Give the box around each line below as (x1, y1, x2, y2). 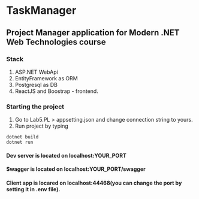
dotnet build (6, 134, 39, 140)
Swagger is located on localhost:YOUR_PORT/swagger (6, 165, 146, 173)
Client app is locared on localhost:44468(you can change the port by (6, 179, 182, 186)
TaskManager (6, 4, 77, 17)
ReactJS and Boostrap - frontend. (14, 88, 99, 95)
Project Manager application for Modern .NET (6, 28, 180, 38)
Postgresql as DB (14, 81, 58, 88)
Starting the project (6, 102, 65, 111)
